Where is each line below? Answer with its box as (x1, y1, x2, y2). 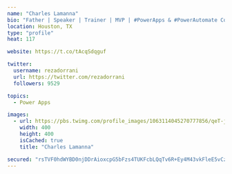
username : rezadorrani (13, 67, 79, 74)
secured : (7, 156, 32, 163)
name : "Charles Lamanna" (7, 10, 79, 17)
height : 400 (19, 130, 54, 137)
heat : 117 (7, 36, 36, 43)
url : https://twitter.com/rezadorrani (13, 73, 126, 80)
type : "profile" (7, 29, 54, 37)
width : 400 (19, 124, 51, 131)
